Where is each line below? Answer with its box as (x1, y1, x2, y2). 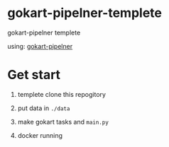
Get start (7, 67, 61, 83)
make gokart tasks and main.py (17, 117, 109, 126)
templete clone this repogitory (17, 90, 107, 98)
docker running (17, 131, 62, 139)
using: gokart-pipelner (7, 42, 73, 50)
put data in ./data (17, 104, 70, 112)
